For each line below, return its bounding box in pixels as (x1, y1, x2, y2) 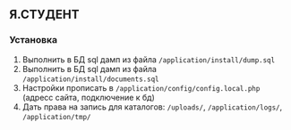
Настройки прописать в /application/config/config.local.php (21, 82, 261, 93)
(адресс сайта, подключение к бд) (21, 92, 155, 102)
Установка (9, 34, 58, 46)
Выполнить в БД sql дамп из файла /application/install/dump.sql (21, 53, 276, 65)
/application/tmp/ (21, 112, 91, 121)
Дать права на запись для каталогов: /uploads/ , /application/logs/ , (21, 102, 283, 112)
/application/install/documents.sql (21, 75, 159, 84)
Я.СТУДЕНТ (9, 7, 80, 22)
